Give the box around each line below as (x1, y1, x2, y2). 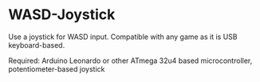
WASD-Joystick (8, 6, 116, 24)
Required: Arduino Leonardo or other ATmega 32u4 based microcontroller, (8, 56, 253, 65)
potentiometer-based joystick (8, 64, 105, 73)
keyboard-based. (8, 40, 65, 49)
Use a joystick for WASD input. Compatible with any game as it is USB (8, 32, 238, 41)
